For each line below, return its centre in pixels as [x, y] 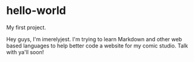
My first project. [26, 27]
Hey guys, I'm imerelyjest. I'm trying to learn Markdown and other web [94, 39]
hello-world [36, 11]
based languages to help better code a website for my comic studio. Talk [97, 46]
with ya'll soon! [25, 52]
